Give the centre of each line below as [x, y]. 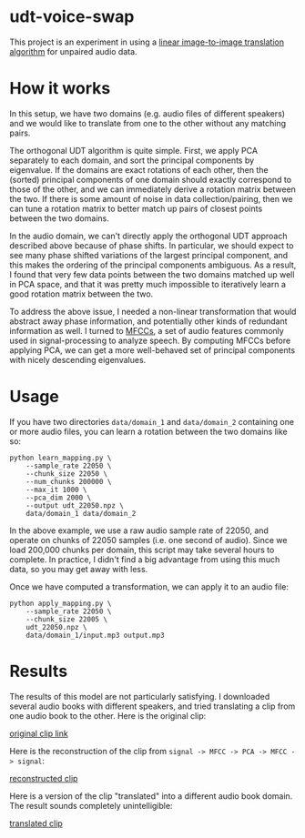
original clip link [39, 733]
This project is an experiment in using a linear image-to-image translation [147, 42]
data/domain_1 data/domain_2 [81, 513]
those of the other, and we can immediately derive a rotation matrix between [152, 189]
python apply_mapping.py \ [61, 603]
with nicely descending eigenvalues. [78, 359]
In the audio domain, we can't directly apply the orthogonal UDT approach [148, 236]
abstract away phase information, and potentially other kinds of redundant [149, 321]
